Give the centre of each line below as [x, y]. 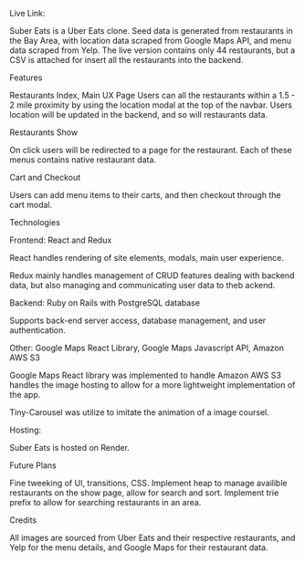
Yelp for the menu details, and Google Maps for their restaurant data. [139, 547]
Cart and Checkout [45, 177]
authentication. [38, 330]
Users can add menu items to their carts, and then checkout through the [145, 195]
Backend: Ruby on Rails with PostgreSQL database [105, 303]
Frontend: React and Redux [61, 240]
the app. [25, 395]
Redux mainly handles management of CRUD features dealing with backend [152, 276]
